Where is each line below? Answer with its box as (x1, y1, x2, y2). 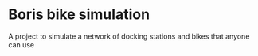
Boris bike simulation (8, 6, 150, 24)
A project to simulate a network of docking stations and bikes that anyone (8, 32, 250, 41)
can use (8, 39, 35, 49)
